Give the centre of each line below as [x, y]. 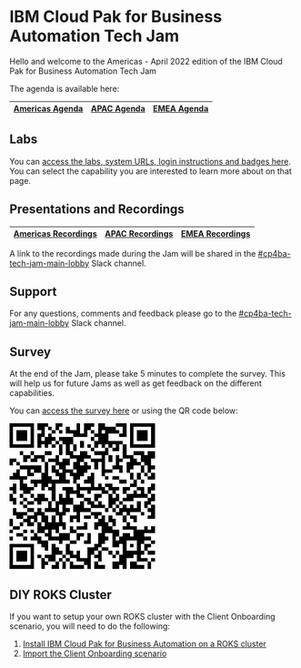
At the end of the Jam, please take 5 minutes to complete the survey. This [148, 374]
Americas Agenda [48, 109]
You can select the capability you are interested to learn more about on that [151, 171]
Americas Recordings [55, 234]
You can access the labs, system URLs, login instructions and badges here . [150, 161]
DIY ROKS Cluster [60, 595]
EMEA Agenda [181, 109]
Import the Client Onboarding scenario [95, 653]
